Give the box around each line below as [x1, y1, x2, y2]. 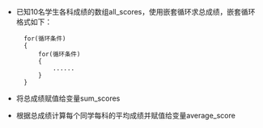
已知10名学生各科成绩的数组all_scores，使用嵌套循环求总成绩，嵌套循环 [15, 7, 256, 16]
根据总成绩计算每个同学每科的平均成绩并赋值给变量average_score [15, 111, 236, 120]
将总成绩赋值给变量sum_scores [15, 93, 121, 103]
